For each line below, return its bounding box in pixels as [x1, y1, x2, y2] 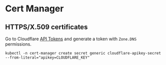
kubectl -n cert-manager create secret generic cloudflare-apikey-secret [5, 51, 162, 56]
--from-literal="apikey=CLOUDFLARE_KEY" [5, 55, 90, 60]
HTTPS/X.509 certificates [5, 23, 88, 31]
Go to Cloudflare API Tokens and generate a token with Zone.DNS [5, 36, 137, 42]
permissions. [5, 41, 32, 47]
